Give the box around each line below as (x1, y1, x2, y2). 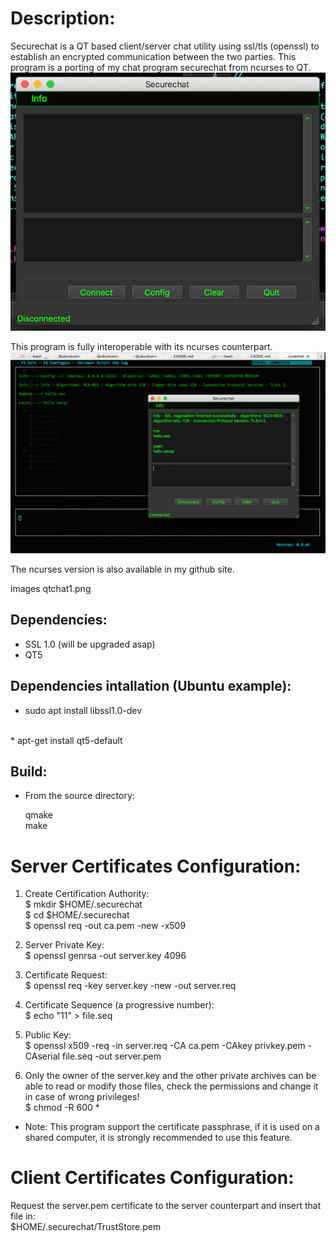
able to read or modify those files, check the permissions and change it (24, 1080, 319, 1092)
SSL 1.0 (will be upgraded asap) (24, 638, 156, 650)
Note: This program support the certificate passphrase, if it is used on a (24, 1121, 320, 1133)
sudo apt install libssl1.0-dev (24, 704, 143, 716)
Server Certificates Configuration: (10, 855, 302, 877)
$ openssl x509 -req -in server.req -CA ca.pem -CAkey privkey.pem (24, 1040, 306, 1052)
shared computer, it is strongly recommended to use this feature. (24, 1132, 293, 1144)
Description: (10, 7, 116, 30)
